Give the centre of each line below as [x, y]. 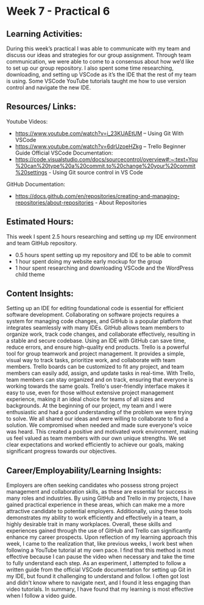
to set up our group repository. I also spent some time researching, [90, 68]
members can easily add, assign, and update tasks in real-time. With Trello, [101, 373]
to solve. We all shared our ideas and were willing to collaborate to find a [97, 419]
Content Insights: [40, 294]
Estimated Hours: [40, 222]
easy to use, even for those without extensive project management [90, 393]
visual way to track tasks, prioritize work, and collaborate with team [91, 360]
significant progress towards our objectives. [62, 451]
